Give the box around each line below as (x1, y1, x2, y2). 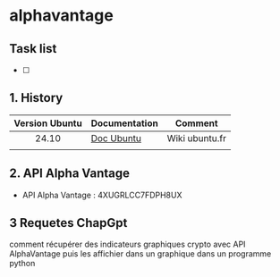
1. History (9, 90, 64, 105)
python (9, 258, 36, 269)
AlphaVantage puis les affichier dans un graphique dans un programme (9, 248, 272, 259)
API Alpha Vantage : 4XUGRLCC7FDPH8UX (21, 189, 182, 200)
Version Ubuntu (13, 117, 82, 130)
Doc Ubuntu (90, 131, 141, 144)
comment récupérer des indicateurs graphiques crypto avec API (9, 239, 246, 250)
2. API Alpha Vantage (9, 166, 131, 181)
